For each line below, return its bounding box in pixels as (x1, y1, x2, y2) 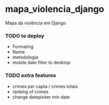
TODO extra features (5, 72, 56, 79)
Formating (12, 44, 34, 50)
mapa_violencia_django (5, 3, 105, 15)
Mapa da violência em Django (5, 20, 66, 26)
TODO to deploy (5, 32, 45, 39)
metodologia (12, 54, 38, 60)
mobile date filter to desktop (12, 60, 71, 66)
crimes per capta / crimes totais (12, 83, 78, 89)
